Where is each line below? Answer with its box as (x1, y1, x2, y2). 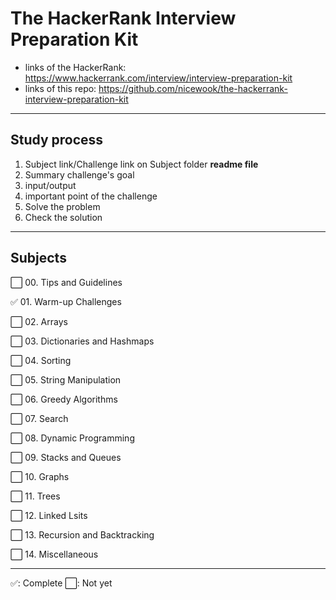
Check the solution (24, 211, 103, 223)
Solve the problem (24, 200, 101, 212)
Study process (10, 132, 104, 149)
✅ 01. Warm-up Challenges (10, 295, 122, 307)
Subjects (10, 250, 67, 267)
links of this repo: (24, 82, 97, 94)
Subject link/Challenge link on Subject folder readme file (24, 158, 259, 170)
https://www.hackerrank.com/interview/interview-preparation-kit (24, 72, 293, 84)
